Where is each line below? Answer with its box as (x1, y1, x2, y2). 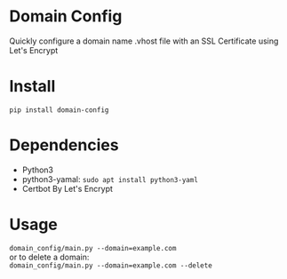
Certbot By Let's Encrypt (21, 183, 114, 194)
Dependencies (9, 135, 119, 155)
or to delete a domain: (9, 251, 90, 262)
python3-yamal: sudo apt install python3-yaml (21, 173, 198, 184)
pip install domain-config (9, 105, 109, 115)
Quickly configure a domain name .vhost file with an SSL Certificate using (9, 36, 279, 46)
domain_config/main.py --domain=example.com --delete (9, 260, 213, 270)
